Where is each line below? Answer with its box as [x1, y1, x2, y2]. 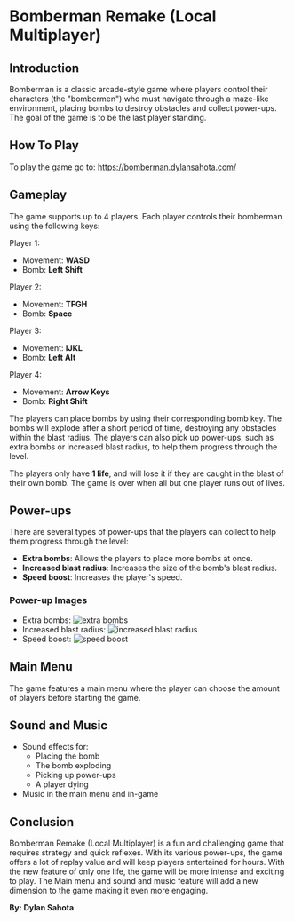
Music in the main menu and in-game [21, 789, 159, 799]
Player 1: [9, 237, 40, 248]
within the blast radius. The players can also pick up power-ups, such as [9, 432, 274, 442]
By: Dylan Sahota [9, 902, 75, 913]
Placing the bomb [35, 751, 100, 761]
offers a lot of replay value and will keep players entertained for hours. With [9, 857, 285, 868]
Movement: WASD [21, 255, 91, 266]
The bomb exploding [35, 760, 112, 771]
